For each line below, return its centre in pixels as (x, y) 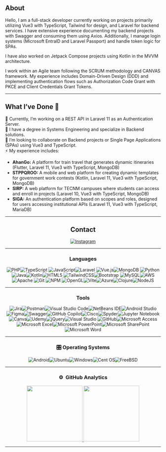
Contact (83, 230)
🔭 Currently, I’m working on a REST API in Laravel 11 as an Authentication (79, 119)
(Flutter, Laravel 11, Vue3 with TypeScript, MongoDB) (66, 167)
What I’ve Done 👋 (32, 107)
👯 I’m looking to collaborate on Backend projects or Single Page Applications (83, 140)
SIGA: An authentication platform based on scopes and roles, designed (84, 199)
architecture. (18, 61)
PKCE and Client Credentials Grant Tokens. (49, 87)
